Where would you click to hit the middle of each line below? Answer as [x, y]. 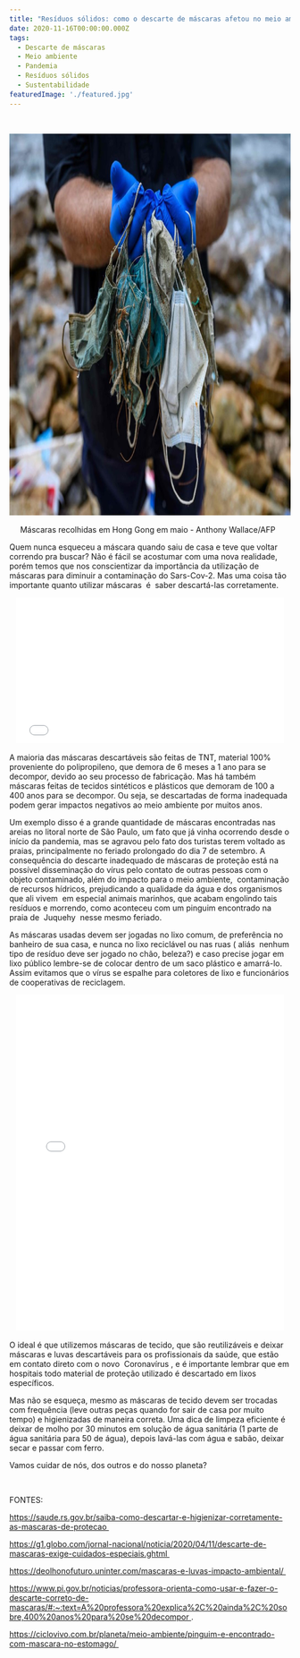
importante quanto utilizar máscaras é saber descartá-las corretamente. [144, 585]
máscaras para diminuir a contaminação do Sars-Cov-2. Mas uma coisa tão [148, 575]
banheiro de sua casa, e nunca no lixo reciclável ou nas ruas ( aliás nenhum [150, 944]
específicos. [32, 1382]
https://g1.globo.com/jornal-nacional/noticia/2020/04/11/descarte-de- [138, 1543]
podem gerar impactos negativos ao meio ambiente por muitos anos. [136, 805]
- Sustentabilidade [54, 85]
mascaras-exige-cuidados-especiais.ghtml [88, 1553]
